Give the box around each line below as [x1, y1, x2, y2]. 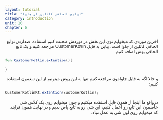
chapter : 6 [5, 25, 27, 30]
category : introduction [5, 16, 53, 21]
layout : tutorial [5, 7, 40, 12]
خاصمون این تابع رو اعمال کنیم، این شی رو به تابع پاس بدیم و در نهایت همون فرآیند [10, 104, 158, 110]
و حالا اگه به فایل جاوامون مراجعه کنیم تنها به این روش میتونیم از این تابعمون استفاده [6, 75, 158, 81]
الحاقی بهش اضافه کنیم [115, 49, 158, 55]
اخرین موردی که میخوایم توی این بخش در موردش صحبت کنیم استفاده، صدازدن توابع [6, 38, 158, 44]
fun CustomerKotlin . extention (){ [5, 58, 73, 63]
